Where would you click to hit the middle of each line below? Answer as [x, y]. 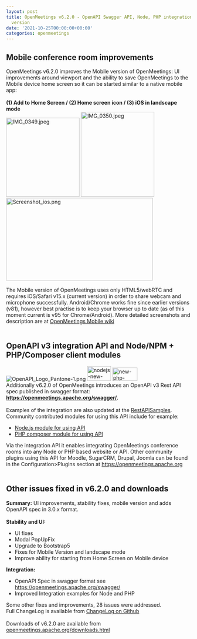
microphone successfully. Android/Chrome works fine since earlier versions [98, 302]
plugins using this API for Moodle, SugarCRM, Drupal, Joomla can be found [97, 458]
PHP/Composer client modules [64, 355]
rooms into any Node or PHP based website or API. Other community [89, 451]
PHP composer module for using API [59, 434]
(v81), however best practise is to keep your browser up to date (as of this [95, 309]
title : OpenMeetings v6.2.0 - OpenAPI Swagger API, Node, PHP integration [99, 17]
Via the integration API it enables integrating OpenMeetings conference [92, 445]
